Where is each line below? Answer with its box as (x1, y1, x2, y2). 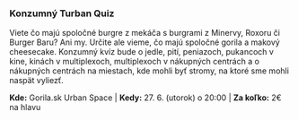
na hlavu (9, 102, 41, 113)
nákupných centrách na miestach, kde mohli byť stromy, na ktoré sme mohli (9, 65, 290, 76)
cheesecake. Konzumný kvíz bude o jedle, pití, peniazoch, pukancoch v (9, 47, 274, 57)
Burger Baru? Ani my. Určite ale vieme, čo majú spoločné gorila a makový (9, 37, 280, 47)
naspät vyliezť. (9, 75, 65, 86)
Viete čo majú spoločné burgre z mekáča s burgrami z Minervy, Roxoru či (9, 28, 281, 39)
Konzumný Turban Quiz (9, 7, 115, 20)
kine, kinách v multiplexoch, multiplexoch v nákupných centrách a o (9, 56, 260, 67)
